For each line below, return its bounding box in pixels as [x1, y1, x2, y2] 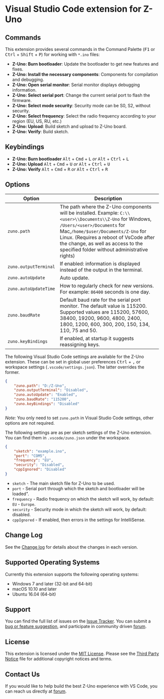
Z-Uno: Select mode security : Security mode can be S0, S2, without [12, 103, 151, 108]
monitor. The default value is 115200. [60, 302, 147, 309]
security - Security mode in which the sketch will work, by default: [12, 506, 147, 512]
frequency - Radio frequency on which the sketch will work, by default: [12, 496, 154, 502]
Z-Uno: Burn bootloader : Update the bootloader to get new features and [12, 61, 159, 67]
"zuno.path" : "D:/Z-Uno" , [14, 383, 67, 388]
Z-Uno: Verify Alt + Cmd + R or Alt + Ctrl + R [12, 166, 108, 172]
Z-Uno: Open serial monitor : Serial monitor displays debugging [12, 82, 140, 88]
